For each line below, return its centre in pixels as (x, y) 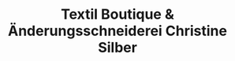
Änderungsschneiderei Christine (117, 31)
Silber (117, 48)
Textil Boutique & (117, 14)
